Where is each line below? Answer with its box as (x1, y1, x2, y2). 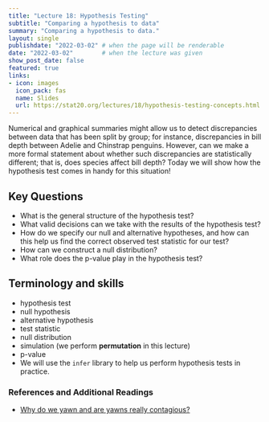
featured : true (8, 64, 59, 72)
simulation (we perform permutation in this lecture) (19, 341, 191, 350)
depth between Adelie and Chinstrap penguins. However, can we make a (8, 141, 249, 150)
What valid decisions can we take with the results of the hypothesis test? (19, 219, 261, 229)
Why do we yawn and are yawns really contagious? (19, 405, 190, 415)
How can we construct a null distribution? (19, 244, 158, 254)
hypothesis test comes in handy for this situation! (8, 166, 171, 176)
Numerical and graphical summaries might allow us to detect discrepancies (8, 124, 258, 133)
